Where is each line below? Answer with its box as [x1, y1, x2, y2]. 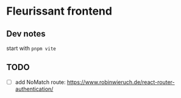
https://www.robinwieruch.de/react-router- [66, 78, 175, 86]
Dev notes [6, 29, 46, 39]
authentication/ [15, 85, 54, 93]
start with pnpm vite [6, 44, 56, 52]
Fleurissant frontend [6, 4, 113, 18]
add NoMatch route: [15, 78, 66, 86]
